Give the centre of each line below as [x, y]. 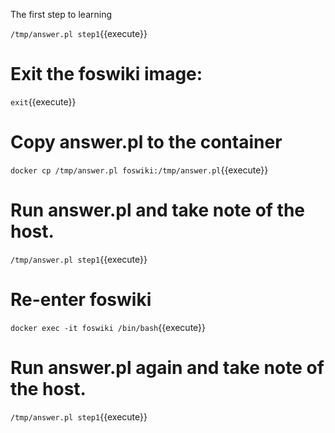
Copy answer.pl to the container [146, 142]
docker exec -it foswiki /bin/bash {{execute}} [108, 327]
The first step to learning [61, 14]
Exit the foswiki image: [106, 74]
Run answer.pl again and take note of [167, 367]
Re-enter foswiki [81, 300]
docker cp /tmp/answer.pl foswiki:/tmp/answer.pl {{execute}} [139, 170]
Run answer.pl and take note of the [158, 210]
